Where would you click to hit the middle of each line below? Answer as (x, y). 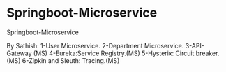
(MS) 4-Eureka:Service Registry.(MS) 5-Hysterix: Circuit (114, 53)
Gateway (19, 53)
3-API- (195, 45)
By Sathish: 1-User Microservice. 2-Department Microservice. (95, 45)
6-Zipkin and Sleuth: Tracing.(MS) (71, 60)
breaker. (208, 53)
